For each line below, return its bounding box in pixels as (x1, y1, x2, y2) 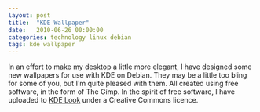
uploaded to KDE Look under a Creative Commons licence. (8, 96, 199, 105)
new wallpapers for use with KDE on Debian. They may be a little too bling (8, 70, 247, 80)
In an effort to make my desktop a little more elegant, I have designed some (8, 62, 252, 71)
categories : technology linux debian (8, 33, 132, 42)
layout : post (8, 11, 51, 20)
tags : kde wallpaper (8, 41, 76, 49)
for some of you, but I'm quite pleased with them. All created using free (8, 79, 239, 89)
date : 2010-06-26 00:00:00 (8, 26, 104, 34)
